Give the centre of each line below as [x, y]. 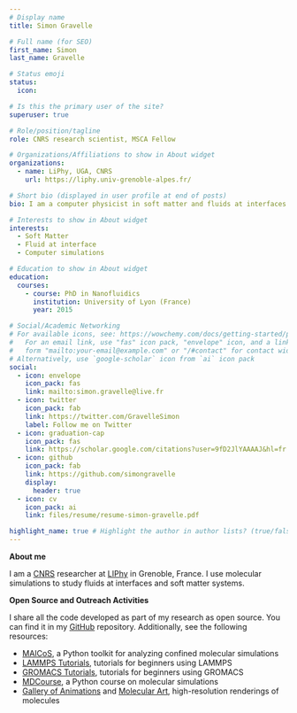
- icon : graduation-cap [61, 433]
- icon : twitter [47, 400]
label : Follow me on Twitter [79, 425]
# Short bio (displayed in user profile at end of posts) [118, 196]
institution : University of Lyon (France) [112, 302]
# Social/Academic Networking [65, 326]
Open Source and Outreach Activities [79, 600]
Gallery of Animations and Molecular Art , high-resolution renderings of [150, 691]
